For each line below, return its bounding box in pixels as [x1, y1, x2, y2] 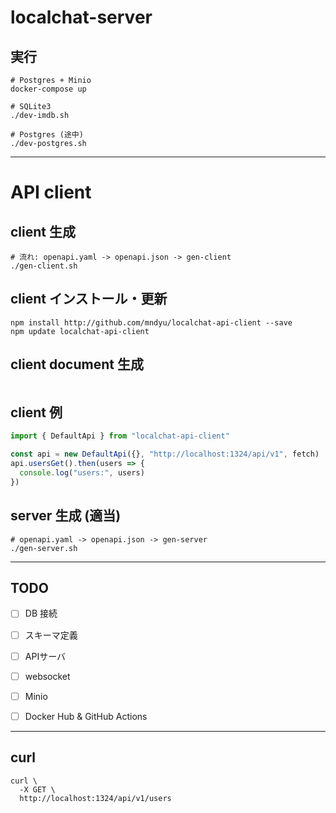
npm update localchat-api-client [10, 326, 150, 336]
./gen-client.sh [10, 261, 78, 271]
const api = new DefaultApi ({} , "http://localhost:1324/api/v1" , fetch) [10, 449, 320, 460]
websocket [24, 670, 71, 682]
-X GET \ [19, 784, 56, 795]
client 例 [10, 404, 63, 421]
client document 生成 [10, 356, 144, 373]
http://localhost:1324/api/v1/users [19, 793, 172, 803]
